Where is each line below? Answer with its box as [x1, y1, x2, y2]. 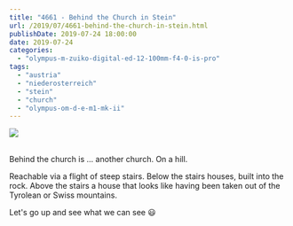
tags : [9, 63, 29, 72]
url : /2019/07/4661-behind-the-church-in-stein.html [9, 21, 209, 30]
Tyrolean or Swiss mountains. [9, 190, 118, 200]
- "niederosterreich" [17, 79, 98, 88]
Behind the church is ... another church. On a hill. [9, 154, 188, 165]
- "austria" [17, 71, 62, 80]
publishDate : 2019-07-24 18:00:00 [9, 29, 138, 38]
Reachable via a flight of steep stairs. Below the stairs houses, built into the [9, 171, 284, 182]
